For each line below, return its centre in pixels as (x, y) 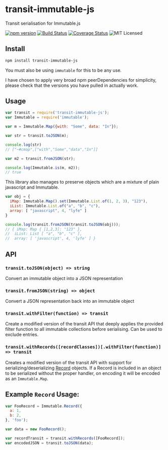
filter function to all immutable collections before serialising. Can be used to (84, 329)
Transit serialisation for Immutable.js (43, 23)
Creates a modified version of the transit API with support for (69, 362)
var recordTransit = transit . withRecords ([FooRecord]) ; (65, 438)
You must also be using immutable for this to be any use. (64, 70)
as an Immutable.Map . (27, 378)
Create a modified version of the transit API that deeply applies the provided (84, 324)
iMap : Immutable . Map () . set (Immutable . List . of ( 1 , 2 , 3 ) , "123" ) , (79, 201)
